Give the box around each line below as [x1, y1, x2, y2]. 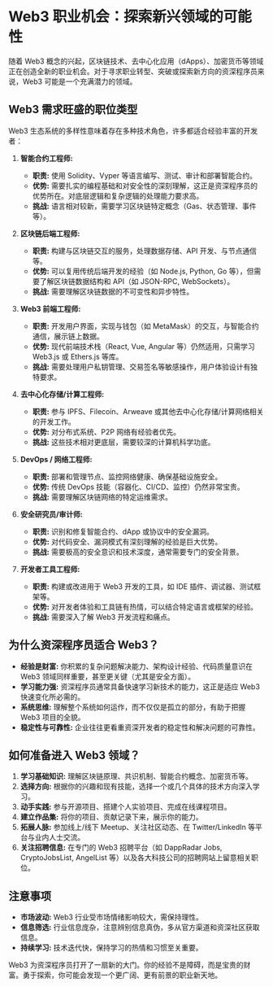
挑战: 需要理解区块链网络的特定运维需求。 [32, 491, 173, 501]
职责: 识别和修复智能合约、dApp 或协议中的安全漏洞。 [32, 526, 214, 536]
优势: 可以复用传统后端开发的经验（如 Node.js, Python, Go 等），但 [32, 266, 254, 276]
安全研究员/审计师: [19, 509, 83, 519]
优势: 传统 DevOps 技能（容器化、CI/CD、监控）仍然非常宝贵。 [32, 482, 245, 491]
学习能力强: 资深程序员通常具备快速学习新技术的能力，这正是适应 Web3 [19, 681, 260, 692]
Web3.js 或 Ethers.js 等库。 [32, 352, 123, 361]
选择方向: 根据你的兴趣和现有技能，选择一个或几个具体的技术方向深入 [19, 782, 253, 792]
